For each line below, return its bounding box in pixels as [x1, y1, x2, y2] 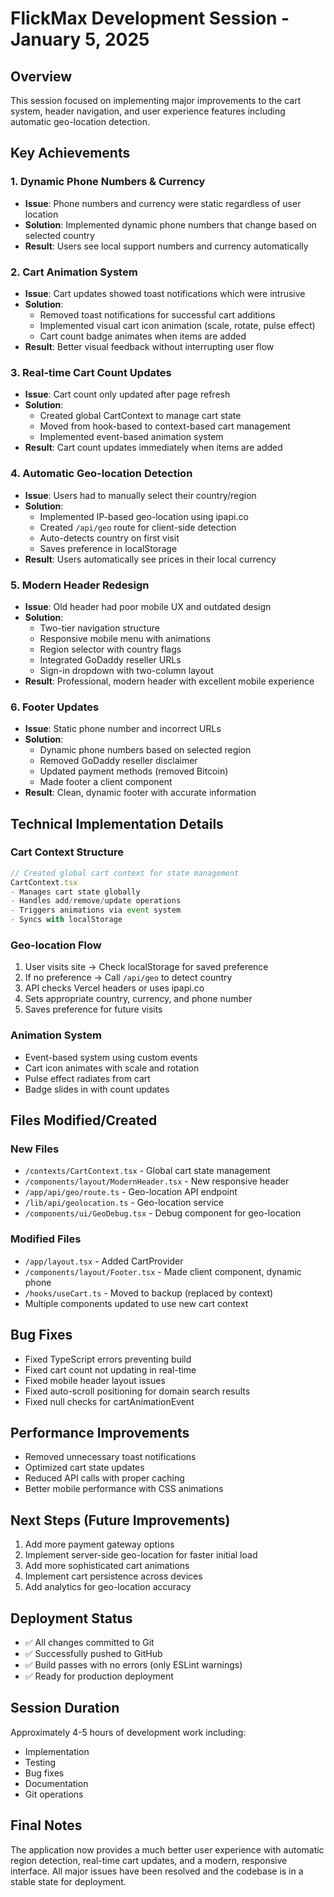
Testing [24, 1756, 57, 1768]
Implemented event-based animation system [39, 431, 224, 443]
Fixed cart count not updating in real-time [24, 1363, 197, 1376]
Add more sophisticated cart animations [24, 1560, 190, 1572]
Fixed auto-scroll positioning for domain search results [24, 1385, 251, 1397]
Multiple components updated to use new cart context [24, 1297, 249, 1309]
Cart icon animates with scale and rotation [24, 1062, 200, 1074]
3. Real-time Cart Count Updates [10, 365, 172, 379]
